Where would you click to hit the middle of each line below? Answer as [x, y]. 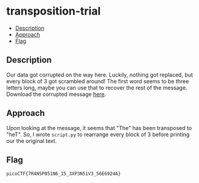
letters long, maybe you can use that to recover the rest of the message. [97, 88]
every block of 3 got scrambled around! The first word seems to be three [98, 81]
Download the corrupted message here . [56, 94]
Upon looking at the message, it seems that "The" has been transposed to [99, 128]
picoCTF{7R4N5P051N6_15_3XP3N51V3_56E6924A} [64, 174]
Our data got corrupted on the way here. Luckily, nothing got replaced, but [100, 75]
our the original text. [32, 140]
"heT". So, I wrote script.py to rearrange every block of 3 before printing [98, 134]
